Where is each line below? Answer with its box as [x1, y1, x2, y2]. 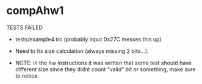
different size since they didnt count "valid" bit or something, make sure [15, 65, 197, 73]
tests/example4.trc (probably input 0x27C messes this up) [15, 35, 162, 43]
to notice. [15, 72, 40, 79]
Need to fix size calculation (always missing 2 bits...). [15, 47, 149, 55]
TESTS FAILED [6, 24, 43, 31]
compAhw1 [6, 4, 64, 18]
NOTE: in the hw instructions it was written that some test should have [15, 59, 192, 66]
